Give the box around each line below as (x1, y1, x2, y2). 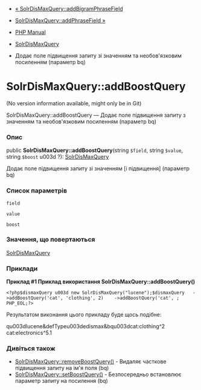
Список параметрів (6, 187, 68, 195)
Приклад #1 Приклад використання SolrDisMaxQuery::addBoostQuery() (6, 278, 196, 285)
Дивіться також (6, 345, 56, 353)
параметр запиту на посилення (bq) (14, 377, 109, 385)
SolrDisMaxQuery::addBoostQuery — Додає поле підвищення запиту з (6, 111, 186, 119)
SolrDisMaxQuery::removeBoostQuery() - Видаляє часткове (14, 358, 167, 365)
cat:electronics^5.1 (6, 329, 53, 337)
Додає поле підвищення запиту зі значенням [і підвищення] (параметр (6, 165, 190, 172)
